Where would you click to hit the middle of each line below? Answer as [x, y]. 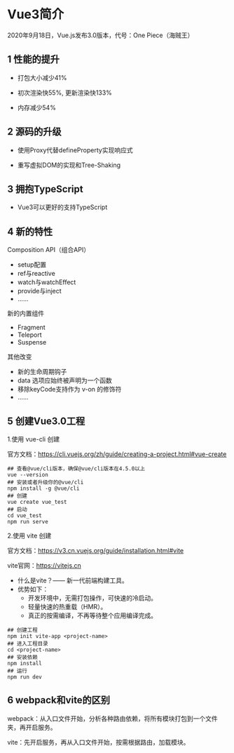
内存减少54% [36, 107]
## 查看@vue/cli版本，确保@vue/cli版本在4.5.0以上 [76, 469]
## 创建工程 [23, 630]
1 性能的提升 [34, 59]
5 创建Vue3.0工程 [46, 421]
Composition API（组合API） [48, 250]
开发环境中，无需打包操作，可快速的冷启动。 [92, 598]
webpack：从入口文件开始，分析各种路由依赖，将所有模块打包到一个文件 [113, 718]
